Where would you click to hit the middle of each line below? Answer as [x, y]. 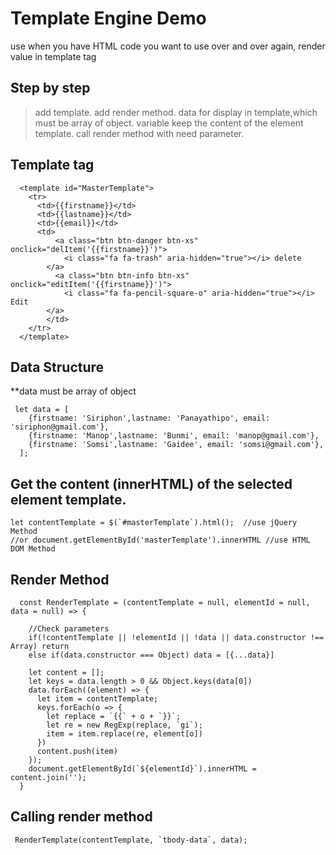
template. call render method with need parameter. [139, 133]
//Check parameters [69, 629]
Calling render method [81, 817]
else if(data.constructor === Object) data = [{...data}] [151, 655]
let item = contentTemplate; [97, 699]
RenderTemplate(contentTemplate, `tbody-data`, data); [131, 840]
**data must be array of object [73, 391]
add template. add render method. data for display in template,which [176, 112]
